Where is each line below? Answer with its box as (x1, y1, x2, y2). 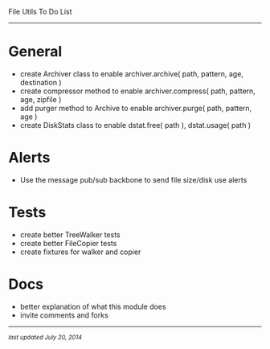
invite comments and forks (19, 310, 108, 320)
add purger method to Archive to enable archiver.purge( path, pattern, (19, 103, 252, 113)
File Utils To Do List (8, 7, 72, 16)
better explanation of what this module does (19, 302, 166, 311)
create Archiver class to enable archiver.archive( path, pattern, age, (19, 68, 243, 79)
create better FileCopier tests (19, 238, 117, 248)
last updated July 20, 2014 (8, 333, 83, 341)
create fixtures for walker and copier (19, 247, 141, 257)
